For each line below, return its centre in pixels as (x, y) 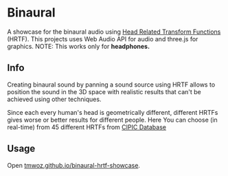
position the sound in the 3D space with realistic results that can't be (104, 91)
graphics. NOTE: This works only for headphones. (78, 46)
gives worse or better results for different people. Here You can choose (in (112, 120)
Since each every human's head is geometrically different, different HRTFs (113, 112)
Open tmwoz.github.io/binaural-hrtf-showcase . (74, 165)
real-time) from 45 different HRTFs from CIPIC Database (87, 127)
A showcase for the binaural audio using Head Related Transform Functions (114, 32)
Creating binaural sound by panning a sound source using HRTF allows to (111, 85)
